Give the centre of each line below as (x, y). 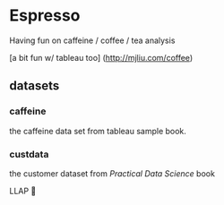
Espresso (45, 16)
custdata (29, 154)
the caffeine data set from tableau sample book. (98, 131)
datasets (34, 86)
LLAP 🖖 (23, 191)
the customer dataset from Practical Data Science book (112, 173)
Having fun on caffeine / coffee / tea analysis (92, 40)
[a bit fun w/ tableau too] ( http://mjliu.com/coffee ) (101, 57)
